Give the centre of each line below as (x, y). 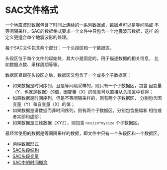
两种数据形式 (25, 144)
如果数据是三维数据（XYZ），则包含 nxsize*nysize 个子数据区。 (77, 122)
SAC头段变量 (26, 156)
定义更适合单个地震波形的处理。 (38, 37)
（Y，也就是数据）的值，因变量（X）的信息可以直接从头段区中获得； (83, 92)
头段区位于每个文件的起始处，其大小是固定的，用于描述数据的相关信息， (79, 58)
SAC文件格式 (32, 10)
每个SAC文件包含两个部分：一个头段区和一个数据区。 (60, 48)
